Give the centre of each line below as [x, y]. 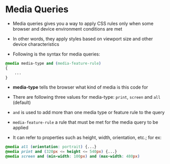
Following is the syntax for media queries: [56, 54]
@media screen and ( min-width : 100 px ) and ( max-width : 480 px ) [73, 156]
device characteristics [36, 44]
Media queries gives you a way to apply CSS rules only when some [83, 23]
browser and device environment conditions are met [67, 29]
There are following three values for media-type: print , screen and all [87, 97]
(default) [22, 102]
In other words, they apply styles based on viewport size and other [83, 39]
